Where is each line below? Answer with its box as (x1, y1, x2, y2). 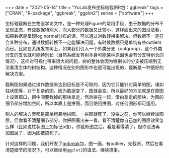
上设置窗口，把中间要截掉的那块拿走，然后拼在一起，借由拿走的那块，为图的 (5, 94, 164, 100)
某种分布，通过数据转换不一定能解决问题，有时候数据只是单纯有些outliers (9, 39, 162, 45)
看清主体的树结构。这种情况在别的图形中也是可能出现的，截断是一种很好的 (9, 64, 164, 70)
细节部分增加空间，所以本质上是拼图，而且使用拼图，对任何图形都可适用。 (5, 100, 159, 106)
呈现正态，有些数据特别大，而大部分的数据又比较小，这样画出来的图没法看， (5, 27, 164, 33)
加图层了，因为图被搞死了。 (5, 130, 63, 136)
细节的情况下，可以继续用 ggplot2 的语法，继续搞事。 (14, 147, 123, 152)
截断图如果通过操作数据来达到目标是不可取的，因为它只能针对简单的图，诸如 (5, 82, 164, 87)
